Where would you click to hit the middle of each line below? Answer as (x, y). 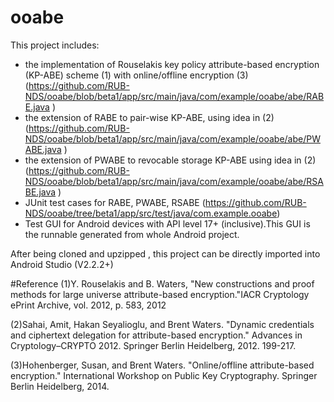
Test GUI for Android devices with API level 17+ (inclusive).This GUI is (167, 223)
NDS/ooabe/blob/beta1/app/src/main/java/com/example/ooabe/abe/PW (172, 138)
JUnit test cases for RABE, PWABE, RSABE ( (115, 202)
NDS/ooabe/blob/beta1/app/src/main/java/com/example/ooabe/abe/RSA (174, 181)
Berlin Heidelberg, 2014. (60, 386)
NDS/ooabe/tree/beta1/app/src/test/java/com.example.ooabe (151, 213)
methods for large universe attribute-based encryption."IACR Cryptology (160, 294)
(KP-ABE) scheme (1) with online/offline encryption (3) (136, 75)
